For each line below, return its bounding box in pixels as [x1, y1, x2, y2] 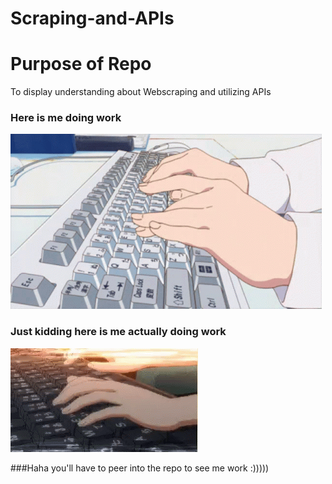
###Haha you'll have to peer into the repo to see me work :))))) [10, 462, 270, 474]
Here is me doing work [10, 111, 122, 125]
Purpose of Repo [10, 53, 152, 76]
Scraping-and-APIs [10, 7, 175, 30]
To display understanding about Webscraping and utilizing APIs [10, 86, 272, 98]
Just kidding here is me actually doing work [10, 325, 227, 339]
